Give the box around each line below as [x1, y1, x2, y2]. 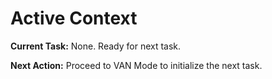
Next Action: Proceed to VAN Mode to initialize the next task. [10, 59, 263, 71]
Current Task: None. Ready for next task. [10, 40, 182, 52]
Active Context [10, 7, 138, 30]
